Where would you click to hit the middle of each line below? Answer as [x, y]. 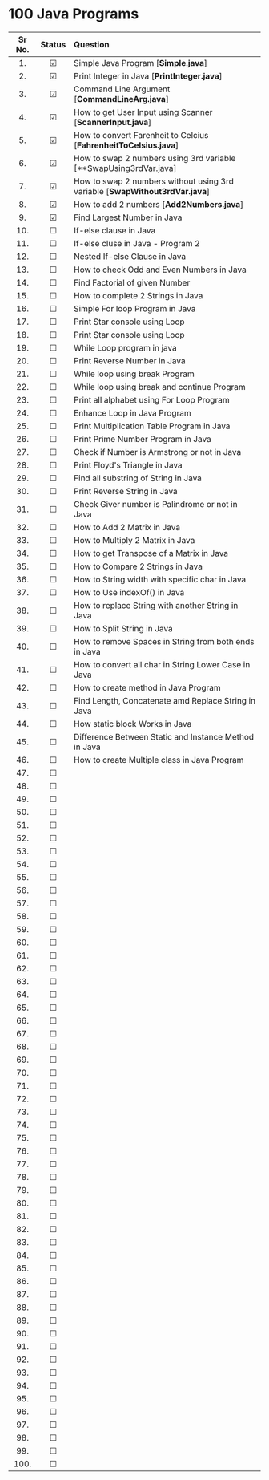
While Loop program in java [125, 347]
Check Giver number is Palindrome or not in [155, 504]
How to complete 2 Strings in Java [138, 295]
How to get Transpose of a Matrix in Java [151, 553]
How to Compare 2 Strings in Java [138, 566]
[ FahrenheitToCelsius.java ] [126, 145]
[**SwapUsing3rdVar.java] [125, 168]
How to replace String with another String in [156, 605]
